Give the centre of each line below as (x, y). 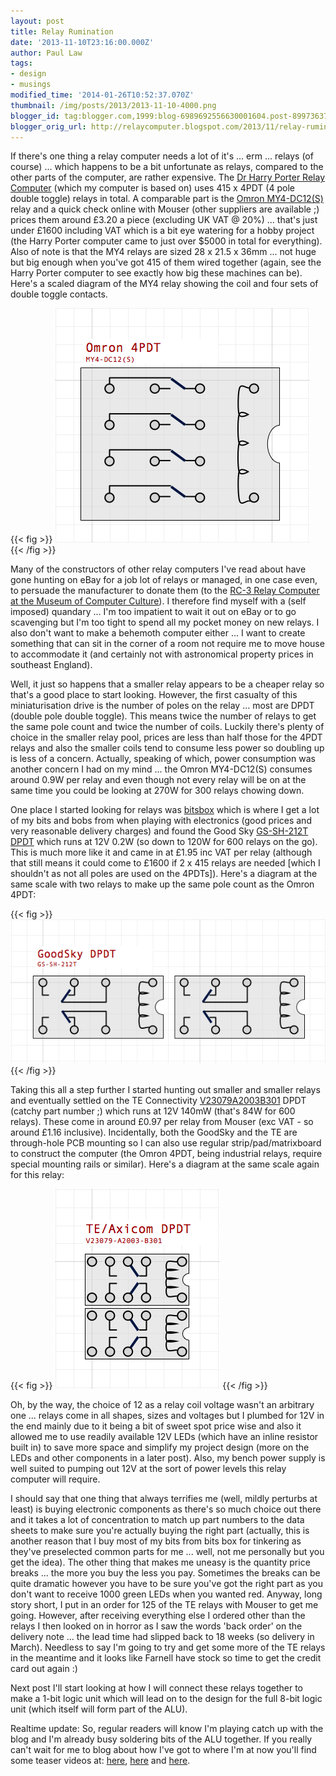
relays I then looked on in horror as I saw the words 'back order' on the (156, 1626)
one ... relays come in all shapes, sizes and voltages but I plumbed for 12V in (167, 1415)
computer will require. (55, 1479)
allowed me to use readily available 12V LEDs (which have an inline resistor (164, 1436)
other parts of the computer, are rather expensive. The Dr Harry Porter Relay (167, 177)
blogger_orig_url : (48, 126)
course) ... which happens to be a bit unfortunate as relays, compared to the (167, 167)
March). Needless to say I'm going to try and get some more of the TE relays (168, 1647)
